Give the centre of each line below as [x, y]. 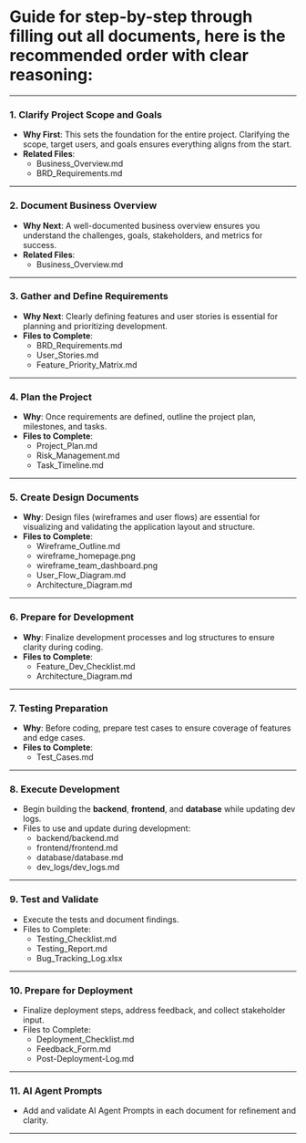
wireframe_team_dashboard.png [97, 566]
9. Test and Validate [54, 899]
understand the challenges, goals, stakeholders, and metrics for [143, 235]
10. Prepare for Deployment [71, 990]
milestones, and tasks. [65, 427]
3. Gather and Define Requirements [89, 296]
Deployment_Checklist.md [85, 1039]
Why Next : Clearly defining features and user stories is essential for [150, 316]
